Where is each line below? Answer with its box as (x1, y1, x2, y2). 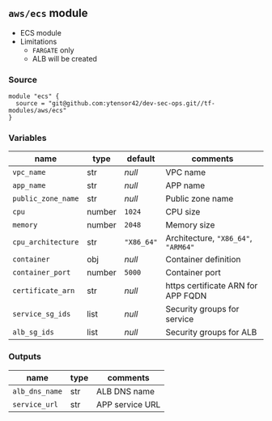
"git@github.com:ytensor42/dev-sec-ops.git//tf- (48, 100, 216, 108)
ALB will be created (32, 53, 97, 63)
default (126, 153, 155, 164)
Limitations (19, 36, 57, 46)
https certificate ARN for (165, 280, 258, 291)
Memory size (165, 219, 215, 231)
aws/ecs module (8, 6, 88, 20)
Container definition (165, 254, 241, 266)
